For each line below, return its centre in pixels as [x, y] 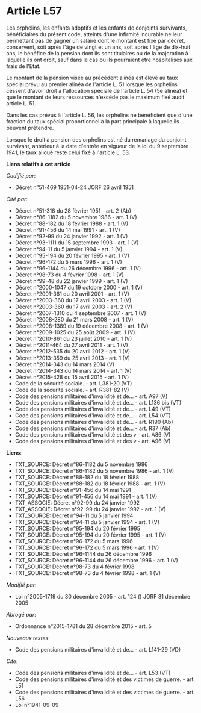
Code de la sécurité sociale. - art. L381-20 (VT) [73, 383]
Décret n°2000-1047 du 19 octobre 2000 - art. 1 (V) [79, 287]
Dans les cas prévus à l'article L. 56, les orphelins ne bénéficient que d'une [99, 115]
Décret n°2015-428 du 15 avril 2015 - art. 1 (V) [72, 377]
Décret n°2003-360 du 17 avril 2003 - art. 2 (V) [74, 307]
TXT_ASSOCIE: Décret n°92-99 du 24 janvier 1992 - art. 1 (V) [91, 509]
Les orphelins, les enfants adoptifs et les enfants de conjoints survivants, [97, 28]
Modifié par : [22, 585]
